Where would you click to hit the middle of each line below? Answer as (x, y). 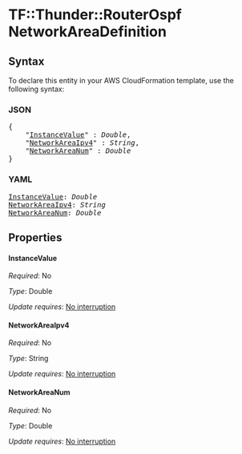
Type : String (28, 359)
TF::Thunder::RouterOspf (95, 15)
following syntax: (36, 89)
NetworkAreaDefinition (87, 32)
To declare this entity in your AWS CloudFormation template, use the (121, 80)
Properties (35, 237)
